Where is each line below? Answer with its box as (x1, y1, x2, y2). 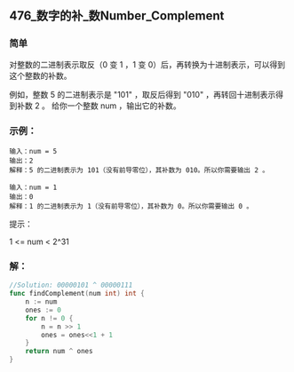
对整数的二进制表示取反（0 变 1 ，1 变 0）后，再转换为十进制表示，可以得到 (9, 59, 286, 69)
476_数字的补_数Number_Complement (9, 8, 225, 24)
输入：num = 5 (9, 146, 58, 155)
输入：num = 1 (9, 183, 58, 192)
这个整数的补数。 (9, 70, 72, 81)
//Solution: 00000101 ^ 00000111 (9, 281, 133, 290)
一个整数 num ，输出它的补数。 (67, 100, 182, 111)
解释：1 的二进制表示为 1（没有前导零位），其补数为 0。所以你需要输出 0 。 (9, 202, 253, 210)
